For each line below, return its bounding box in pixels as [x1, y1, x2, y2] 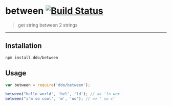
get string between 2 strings [17, 22, 78, 28]
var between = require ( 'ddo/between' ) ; [5, 82, 91, 88]
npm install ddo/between [5, 55, 58, 60]
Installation [5, 41, 42, 50]
